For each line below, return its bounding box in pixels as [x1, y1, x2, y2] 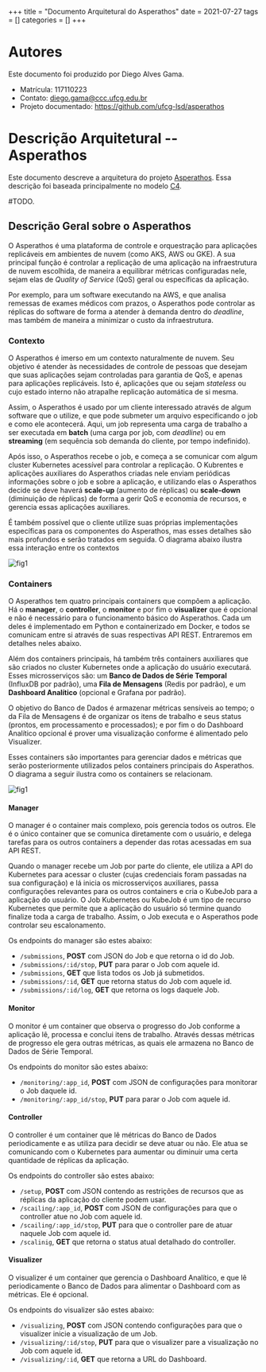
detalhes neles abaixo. [8, 639, 82, 648]
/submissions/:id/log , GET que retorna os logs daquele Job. [19, 985, 220, 995]
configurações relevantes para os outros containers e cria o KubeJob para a [8, 887, 258, 896]
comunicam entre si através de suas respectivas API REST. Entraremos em [8, 630, 253, 639]
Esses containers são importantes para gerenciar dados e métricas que [8, 752, 242, 762]
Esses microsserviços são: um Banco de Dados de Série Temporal [8, 671, 228, 681]
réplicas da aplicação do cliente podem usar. [19, 1195, 167, 1204]
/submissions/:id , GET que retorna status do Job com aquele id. [19, 977, 233, 986]
